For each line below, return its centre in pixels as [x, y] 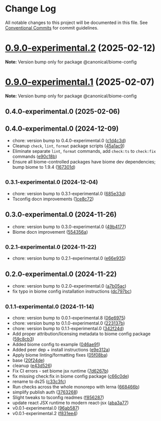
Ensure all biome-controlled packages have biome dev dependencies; [84, 162]
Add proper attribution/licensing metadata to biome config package [81, 334]
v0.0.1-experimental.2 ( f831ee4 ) [45, 414]
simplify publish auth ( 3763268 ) [45, 392]
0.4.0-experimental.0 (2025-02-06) [63, 112]
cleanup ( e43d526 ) [32, 366]
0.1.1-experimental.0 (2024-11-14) [50, 306]
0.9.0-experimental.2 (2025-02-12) [80, 48]
